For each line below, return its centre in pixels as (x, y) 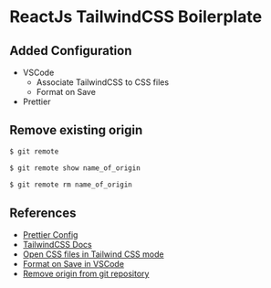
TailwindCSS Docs (57, 245)
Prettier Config (50, 235)
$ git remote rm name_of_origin (71, 185)
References (43, 213)
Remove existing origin (76, 130)
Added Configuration (71, 51)
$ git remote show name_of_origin (75, 168)
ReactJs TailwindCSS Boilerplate (136, 17)
